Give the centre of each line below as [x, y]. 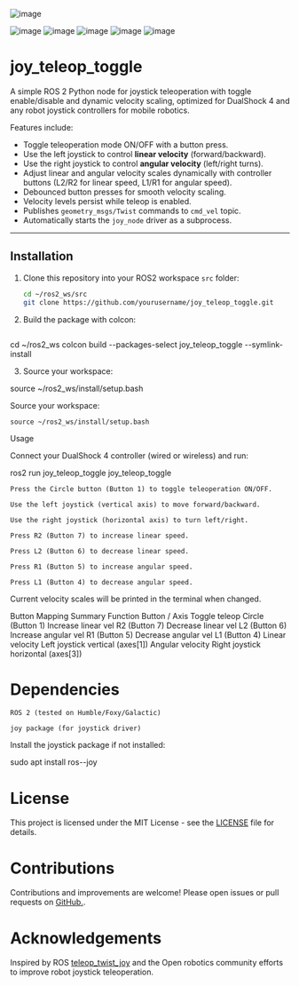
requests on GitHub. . [48, 903]
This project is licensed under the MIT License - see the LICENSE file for [142, 823]
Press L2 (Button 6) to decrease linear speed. [100, 551]
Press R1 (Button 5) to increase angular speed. [102, 567]
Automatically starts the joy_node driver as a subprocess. [127, 220]
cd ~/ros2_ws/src [55, 294]
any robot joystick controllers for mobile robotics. [100, 110]
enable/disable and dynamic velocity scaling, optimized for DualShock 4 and [150, 100]
